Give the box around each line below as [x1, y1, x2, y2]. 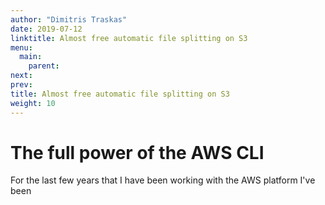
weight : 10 [10, 98, 56, 108]
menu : [10, 42, 33, 53]
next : [10, 71, 33, 81]
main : [19, 52, 43, 62]
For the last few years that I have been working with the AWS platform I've [10, 174, 316, 186]
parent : [28, 61, 60, 71]
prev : [10, 80, 33, 90]
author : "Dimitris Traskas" [10, 14, 128, 25]
